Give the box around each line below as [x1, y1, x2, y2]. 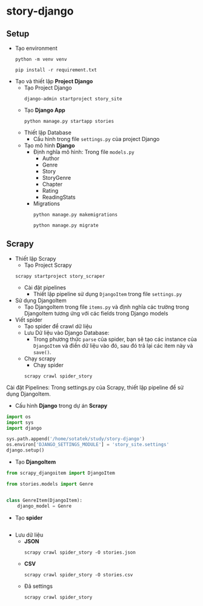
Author [42, 155, 59, 162]
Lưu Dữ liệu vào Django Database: [24, 329, 110, 336]
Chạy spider [33, 361, 64, 368]
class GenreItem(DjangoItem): [6, 497, 83, 503]
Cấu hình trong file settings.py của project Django [33, 136, 160, 142]
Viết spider [15, 316, 42, 323]
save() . [33, 348, 52, 356]
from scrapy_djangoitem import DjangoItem [6, 470, 115, 477]
